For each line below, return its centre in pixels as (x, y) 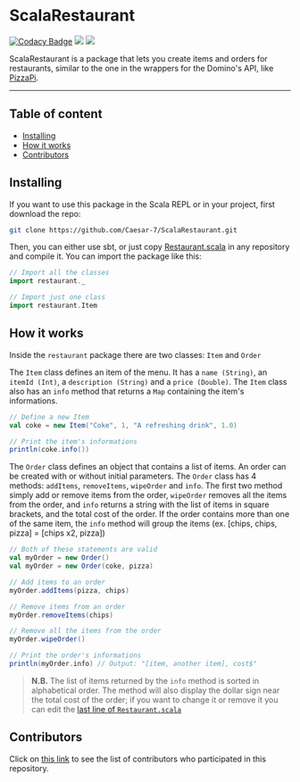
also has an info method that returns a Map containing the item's (127, 391)
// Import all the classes (59, 273)
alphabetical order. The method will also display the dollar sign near (155, 690)
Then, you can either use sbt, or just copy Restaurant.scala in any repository (150, 247)
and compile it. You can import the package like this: (106, 256)
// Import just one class (57, 297)
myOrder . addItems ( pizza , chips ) (69, 590)
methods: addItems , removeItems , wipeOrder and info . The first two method (146, 486)
